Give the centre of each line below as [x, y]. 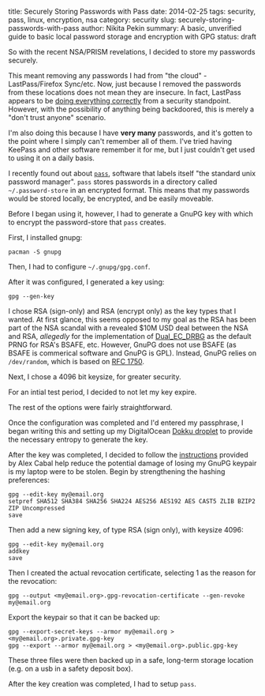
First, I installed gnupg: [45, 237]
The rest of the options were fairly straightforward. [90, 407]
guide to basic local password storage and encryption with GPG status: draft [132, 36]
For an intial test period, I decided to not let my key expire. [103, 392]
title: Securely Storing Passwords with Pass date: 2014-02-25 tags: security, [132, 11]
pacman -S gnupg [35, 252]
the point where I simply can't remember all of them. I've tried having [120, 141]
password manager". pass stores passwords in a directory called [113, 182]
